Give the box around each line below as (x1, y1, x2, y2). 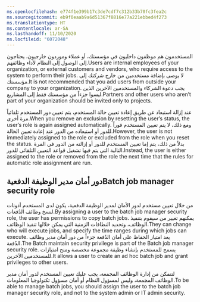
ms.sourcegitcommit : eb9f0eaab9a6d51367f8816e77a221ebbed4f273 (7, 14, 167, 20)
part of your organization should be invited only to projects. (7, 97, 152, 104)
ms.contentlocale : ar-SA (7, 25, 68, 32)
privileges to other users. (7, 259, 68, 266)
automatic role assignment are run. (7, 159, 92, 166)
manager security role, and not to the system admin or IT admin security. (7, 289, 186, 296)
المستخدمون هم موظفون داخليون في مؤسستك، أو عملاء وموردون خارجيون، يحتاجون (7, 53, 193, 60)
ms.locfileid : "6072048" (7, 36, 68, 42)
